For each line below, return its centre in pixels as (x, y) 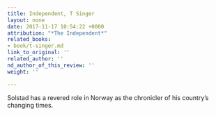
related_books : (29, 40)
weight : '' (23, 72)
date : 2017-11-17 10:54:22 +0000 (56, 26)
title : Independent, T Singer (51, 14)
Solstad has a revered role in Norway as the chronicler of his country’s (108, 97)
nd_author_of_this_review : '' (51, 65)
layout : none (26, 20)
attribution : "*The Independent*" (57, 33)
